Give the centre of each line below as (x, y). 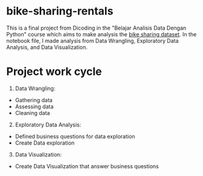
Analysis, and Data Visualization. (47, 47)
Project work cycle (54, 72)
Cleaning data (32, 112)
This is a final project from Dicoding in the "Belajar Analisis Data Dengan (96, 28)
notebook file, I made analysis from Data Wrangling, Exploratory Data (92, 41)
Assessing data (34, 106)
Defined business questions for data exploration (75, 136)
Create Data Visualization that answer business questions (87, 166)
